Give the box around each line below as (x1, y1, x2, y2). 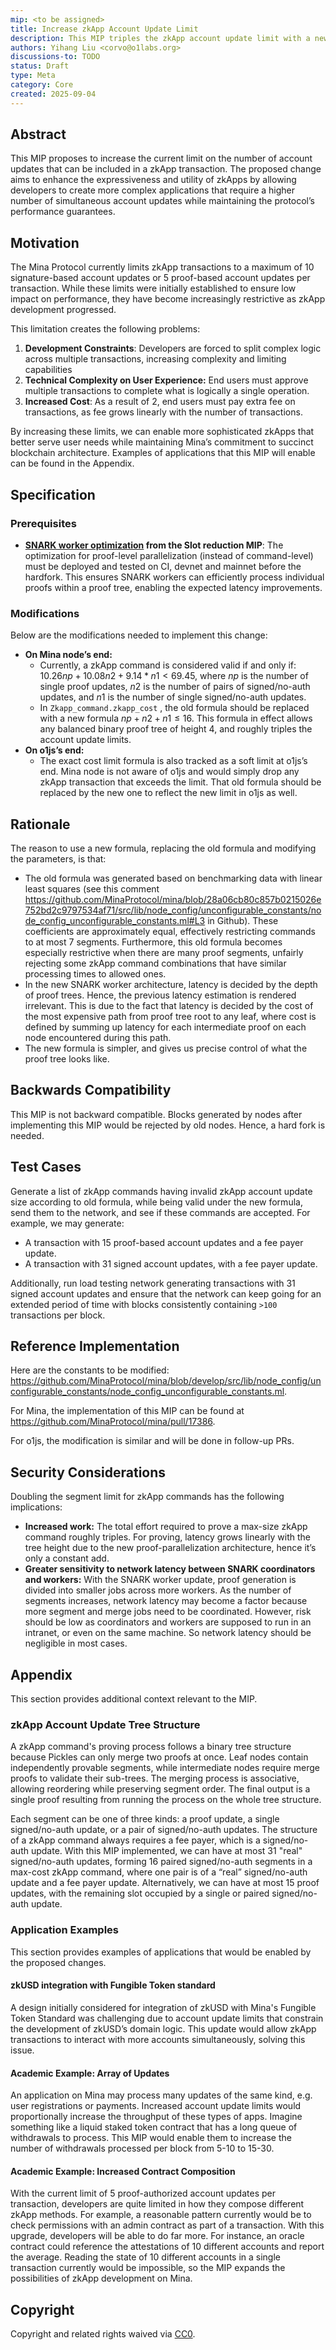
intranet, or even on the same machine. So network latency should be (24, 1627, 312, 1639)
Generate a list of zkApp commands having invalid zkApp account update (10, 1185, 313, 1197)
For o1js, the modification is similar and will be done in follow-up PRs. (10, 1435, 295, 1447)
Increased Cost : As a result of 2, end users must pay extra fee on (24, 396, 296, 408)
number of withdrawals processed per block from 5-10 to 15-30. (10, 2142, 275, 2155)
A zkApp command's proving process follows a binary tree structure (10, 1741, 292, 1753)
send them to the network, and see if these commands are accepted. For (10, 1206, 311, 1218)
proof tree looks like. (24, 1053, 110, 1065)
